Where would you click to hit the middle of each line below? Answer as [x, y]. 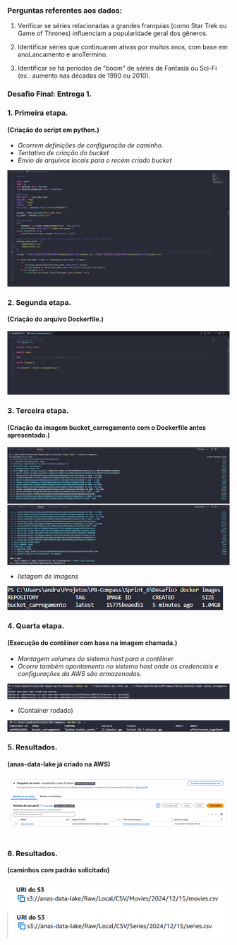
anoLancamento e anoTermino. [62, 54]
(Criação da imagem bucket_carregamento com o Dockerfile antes [107, 428]
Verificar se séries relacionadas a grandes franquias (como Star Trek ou [122, 26]
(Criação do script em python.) [54, 130]
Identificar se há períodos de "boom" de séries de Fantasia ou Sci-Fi [117, 68]
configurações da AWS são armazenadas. [80, 673]
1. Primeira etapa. [38, 113]
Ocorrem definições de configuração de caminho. [90, 145]
